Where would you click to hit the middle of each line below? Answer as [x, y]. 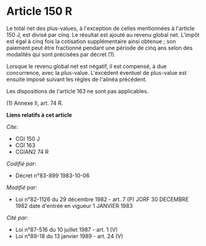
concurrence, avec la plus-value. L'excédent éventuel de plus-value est [97, 72]
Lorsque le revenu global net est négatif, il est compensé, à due [86, 66]
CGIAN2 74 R [32, 152]
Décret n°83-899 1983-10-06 [52, 175]
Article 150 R [39, 11]
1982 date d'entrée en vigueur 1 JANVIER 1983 [74, 206]
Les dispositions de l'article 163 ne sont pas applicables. [78, 91]
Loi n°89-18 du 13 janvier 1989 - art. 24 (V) [69, 236]
